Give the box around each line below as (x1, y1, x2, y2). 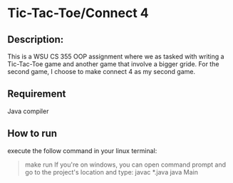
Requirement (7, 88, 66, 100)
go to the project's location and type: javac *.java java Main (24, 167, 198, 176)
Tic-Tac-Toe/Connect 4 (7, 5, 149, 21)
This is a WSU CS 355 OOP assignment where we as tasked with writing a (7, 52, 224, 61)
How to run (7, 127, 58, 140)
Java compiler (7, 107, 49, 115)
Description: (7, 33, 64, 46)
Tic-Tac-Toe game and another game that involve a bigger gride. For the (7, 60, 219, 68)
